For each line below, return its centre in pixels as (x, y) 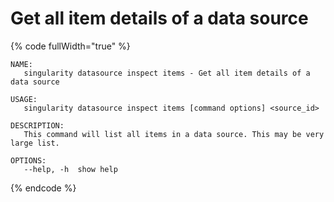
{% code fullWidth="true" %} (70, 46)
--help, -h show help (70, 169)
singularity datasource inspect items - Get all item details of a (167, 73)
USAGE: (24, 99)
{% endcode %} (43, 188)
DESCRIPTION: (37, 125)
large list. (35, 143)
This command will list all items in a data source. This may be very (174, 134)
